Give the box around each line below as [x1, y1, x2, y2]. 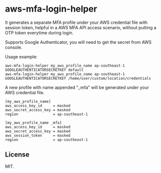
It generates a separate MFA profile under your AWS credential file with [5, 19, 148, 25]
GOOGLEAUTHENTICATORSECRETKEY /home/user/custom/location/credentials [5, 76, 151, 81]
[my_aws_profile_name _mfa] [5, 120, 62, 125]
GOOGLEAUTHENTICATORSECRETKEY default [5, 67, 84, 72]
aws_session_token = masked [5, 133, 71, 138]
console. [5, 44, 23, 50]
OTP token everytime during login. [5, 30, 74, 35]
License [5, 151, 30, 159]
